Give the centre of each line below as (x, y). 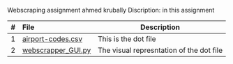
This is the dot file (127, 39)
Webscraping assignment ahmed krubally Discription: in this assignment (111, 10)
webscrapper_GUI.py (57, 50)
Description (160, 27)
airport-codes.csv (52, 39)
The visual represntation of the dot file (160, 50)
